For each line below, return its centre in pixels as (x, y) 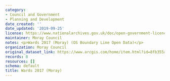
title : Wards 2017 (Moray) (34, 71)
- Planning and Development (35, 19)
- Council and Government (32, 15)
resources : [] (20, 61)
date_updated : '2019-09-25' (35, 29)
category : (16, 10)
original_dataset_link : (30, 52)
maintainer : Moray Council (34, 38)
